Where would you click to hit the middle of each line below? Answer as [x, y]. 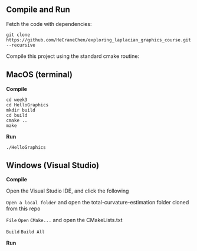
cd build [17, 115]
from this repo [23, 208]
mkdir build [21, 110]
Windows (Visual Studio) [52, 166]
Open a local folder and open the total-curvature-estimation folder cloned [98, 203]
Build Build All [26, 232]
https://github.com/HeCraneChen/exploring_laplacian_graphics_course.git [99, 40]
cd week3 [17, 100]
